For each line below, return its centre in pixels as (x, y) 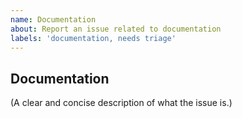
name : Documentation (53, 19)
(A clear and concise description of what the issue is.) (121, 103)
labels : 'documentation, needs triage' (93, 38)
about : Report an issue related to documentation (116, 29)
